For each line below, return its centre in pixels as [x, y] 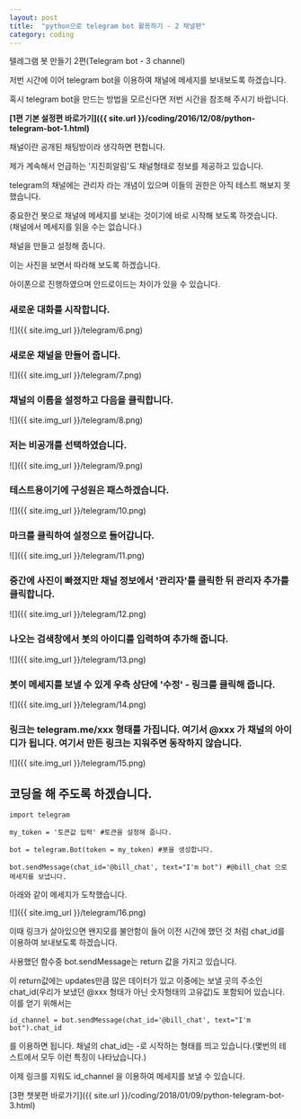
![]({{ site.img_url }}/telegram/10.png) [78, 510]
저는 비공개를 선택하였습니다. [68, 445]
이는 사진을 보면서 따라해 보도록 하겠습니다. [85, 265]
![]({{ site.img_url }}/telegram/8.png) [76, 420]
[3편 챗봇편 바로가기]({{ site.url [64, 1096]
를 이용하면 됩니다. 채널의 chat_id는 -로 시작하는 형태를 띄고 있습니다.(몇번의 [143, 1046]
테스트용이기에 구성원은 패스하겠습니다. [89, 490]
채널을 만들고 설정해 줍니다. [58, 246]
